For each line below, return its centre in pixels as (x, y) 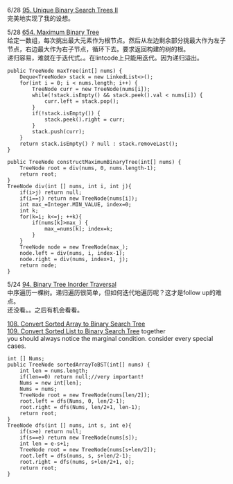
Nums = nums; (38, 389)
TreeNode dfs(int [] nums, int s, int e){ (69, 426)
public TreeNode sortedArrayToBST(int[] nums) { (79, 365)
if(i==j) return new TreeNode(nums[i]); (79, 199)
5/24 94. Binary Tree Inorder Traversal (62, 284)
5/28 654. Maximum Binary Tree (53, 32)
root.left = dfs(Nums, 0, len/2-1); (73, 401)
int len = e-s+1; (45, 444)
